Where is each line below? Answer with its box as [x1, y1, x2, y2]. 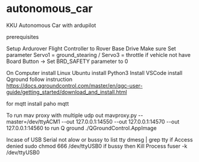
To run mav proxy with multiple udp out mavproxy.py [6, 112, 137, 119]
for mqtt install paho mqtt [6, 100, 69, 107]
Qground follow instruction [6, 76, 73, 83]
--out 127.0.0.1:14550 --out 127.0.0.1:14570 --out [61, 118, 180, 125]
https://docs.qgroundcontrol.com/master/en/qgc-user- [6, 82, 143, 89]
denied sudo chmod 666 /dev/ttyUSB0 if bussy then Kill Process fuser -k [6, 142, 188, 149]
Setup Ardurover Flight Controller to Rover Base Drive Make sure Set [6, 44, 176, 52]
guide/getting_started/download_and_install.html [6, 88, 127, 95]
